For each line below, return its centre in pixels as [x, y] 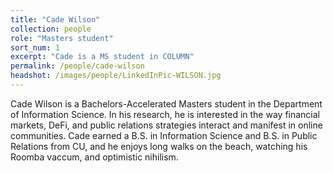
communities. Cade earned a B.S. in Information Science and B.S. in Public [164, 135]
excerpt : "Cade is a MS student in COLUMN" [102, 57]
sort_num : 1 [35, 47]
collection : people [51, 29]
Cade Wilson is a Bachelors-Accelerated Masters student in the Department [166, 103]
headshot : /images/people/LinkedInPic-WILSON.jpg [116, 76]
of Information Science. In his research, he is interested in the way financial [165, 114]
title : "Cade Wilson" [55, 19]
